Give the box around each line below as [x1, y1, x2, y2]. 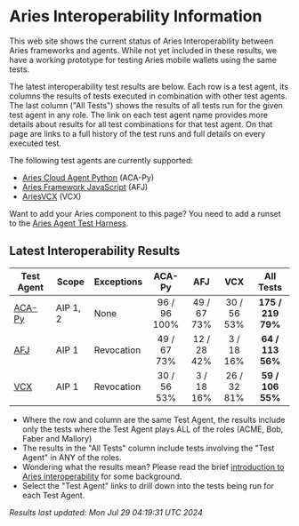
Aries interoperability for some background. [21, 471, 182, 482]
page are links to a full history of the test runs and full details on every [9, 128, 266, 139]
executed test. [9, 138, 62, 148]
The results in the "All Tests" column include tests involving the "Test [21, 442, 275, 453]
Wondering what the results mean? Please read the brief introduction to [21, 461, 285, 472]
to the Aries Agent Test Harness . [9, 218, 129, 228]
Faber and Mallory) [21, 433, 93, 443]
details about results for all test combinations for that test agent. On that [9, 118, 273, 130]
